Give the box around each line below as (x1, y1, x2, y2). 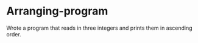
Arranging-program (6, 4, 108, 18)
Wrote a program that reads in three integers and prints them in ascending (6, 24, 193, 31)
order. (6, 30, 21, 38)
